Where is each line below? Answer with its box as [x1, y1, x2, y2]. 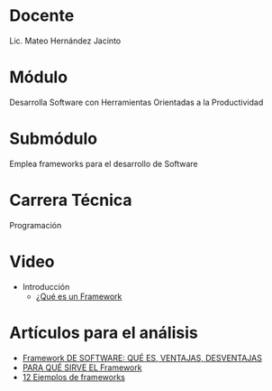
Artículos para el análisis [9, 322, 198, 343]
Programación [9, 219, 62, 230]
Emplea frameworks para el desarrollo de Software [9, 158, 198, 169]
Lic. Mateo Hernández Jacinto [9, 35, 122, 46]
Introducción [22, 281, 70, 292]
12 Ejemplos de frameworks [22, 371, 126, 382]
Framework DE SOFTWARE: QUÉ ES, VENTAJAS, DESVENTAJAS [22, 352, 263, 363]
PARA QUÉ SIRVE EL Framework [22, 362, 142, 373]
